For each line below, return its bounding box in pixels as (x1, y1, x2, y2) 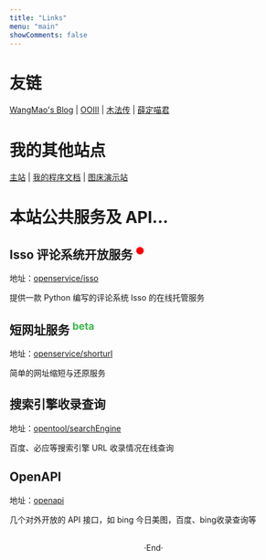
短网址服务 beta (9, 319, 95, 338)
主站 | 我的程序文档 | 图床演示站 (9, 172, 129, 183)
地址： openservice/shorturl (9, 348, 113, 359)
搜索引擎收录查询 (9, 396, 106, 412)
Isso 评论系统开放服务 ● (9, 244, 145, 262)
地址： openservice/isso (9, 273, 99, 284)
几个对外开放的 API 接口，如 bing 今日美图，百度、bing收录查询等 (9, 513, 257, 525)
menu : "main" (9, 22, 59, 31)
